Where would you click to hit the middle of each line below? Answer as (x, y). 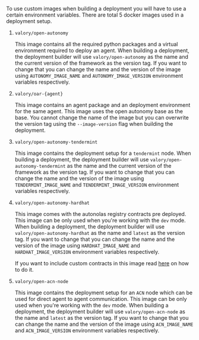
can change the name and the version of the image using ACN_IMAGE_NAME (104, 324)
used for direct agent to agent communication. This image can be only (101, 299)
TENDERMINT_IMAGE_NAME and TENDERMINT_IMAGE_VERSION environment (97, 185)
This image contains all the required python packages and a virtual (96, 44)
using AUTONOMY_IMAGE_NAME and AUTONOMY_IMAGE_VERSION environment (99, 76)
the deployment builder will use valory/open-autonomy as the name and (102, 57)
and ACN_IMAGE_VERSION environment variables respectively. (87, 331)
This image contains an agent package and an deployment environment (102, 105)
